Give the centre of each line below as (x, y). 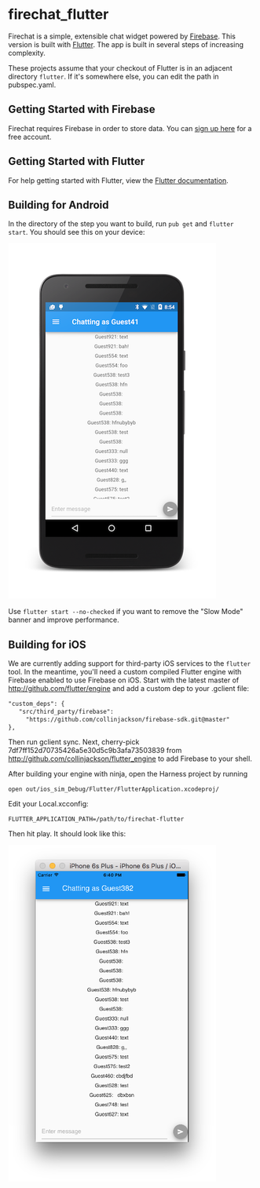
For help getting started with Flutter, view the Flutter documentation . (119, 180)
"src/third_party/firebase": (66, 712)
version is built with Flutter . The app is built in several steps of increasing (126, 44)
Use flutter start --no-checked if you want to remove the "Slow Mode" (126, 612)
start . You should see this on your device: (77, 232)
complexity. (27, 53)
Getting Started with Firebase (82, 110)
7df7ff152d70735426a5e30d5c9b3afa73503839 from (95, 751)
